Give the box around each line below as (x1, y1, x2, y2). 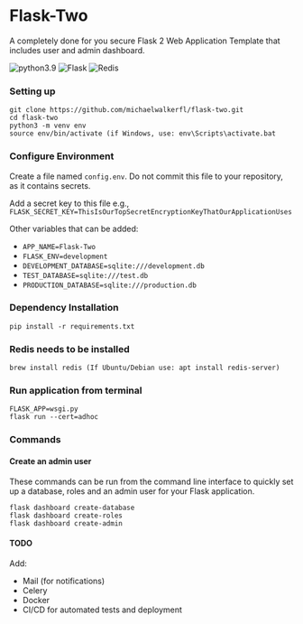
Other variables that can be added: (9, 223, 139, 234)
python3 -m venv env (9, 121, 87, 131)
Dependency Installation (9, 302, 119, 314)
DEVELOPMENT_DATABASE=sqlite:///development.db (22, 261, 205, 271)
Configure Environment (9, 150, 115, 163)
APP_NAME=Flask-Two (22, 242, 96, 251)
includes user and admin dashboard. (9, 44, 146, 55)
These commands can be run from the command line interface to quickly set (9, 476, 294, 487)
